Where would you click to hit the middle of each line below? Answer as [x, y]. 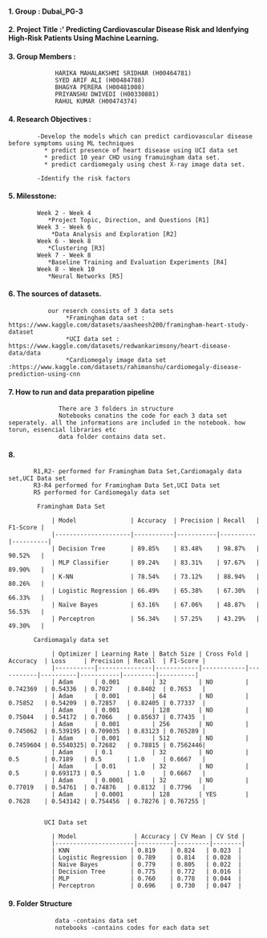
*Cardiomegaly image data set [116, 360]
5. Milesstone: [32, 196]
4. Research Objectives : [50, 119]
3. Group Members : [42, 56]
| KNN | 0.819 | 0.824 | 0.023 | [146, 851]
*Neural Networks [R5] [86, 276]
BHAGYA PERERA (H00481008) [100, 87]
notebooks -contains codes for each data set [132, 928]
